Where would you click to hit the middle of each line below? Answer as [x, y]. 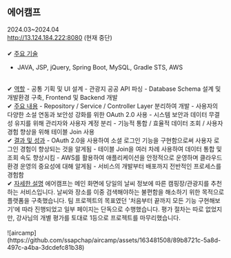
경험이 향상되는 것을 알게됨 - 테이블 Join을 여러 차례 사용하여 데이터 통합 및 [121, 149]
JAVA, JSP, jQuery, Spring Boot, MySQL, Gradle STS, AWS [100, 67]
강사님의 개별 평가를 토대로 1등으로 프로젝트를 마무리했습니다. [98, 217]
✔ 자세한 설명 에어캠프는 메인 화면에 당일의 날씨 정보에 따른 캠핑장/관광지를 [108, 183]
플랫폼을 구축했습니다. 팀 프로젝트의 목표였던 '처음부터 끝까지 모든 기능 [102, 200]
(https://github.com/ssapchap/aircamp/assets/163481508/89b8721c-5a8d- [114, 240]
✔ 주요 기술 [23, 53]
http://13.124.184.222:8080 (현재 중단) [60, 37]
